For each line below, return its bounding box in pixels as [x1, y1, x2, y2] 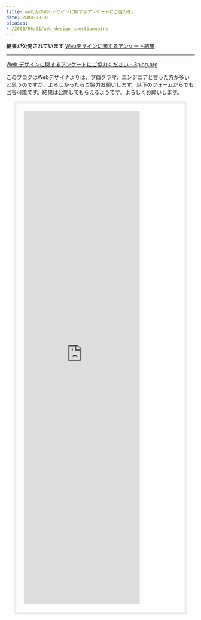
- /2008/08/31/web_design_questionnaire [6, 25, 109, 32]
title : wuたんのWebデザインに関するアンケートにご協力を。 [6, 8, 136, 15]
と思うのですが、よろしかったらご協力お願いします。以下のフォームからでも [6, 81, 194, 89]
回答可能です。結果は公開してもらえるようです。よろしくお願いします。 [6, 89, 182, 96]
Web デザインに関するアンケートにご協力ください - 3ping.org [6, 61, 158, 68]
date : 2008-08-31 [6, 14, 50, 20]
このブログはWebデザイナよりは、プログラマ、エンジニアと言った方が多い [6, 74, 190, 81]
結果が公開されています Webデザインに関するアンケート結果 [6, 42, 155, 50]
